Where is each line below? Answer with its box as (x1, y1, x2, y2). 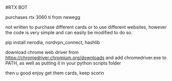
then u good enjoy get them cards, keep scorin (5, 70, 104, 76)
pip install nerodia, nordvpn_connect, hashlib (5, 39, 100, 45)
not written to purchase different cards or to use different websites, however (5, 24, 167, 30)
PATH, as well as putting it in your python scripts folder (5, 60, 122, 66)
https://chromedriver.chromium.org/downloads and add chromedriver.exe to (5, 55, 167, 61)
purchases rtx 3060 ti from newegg (5, 14, 81, 20)
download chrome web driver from (5, 49, 79, 55)
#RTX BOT (5, 5, 28, 10)
